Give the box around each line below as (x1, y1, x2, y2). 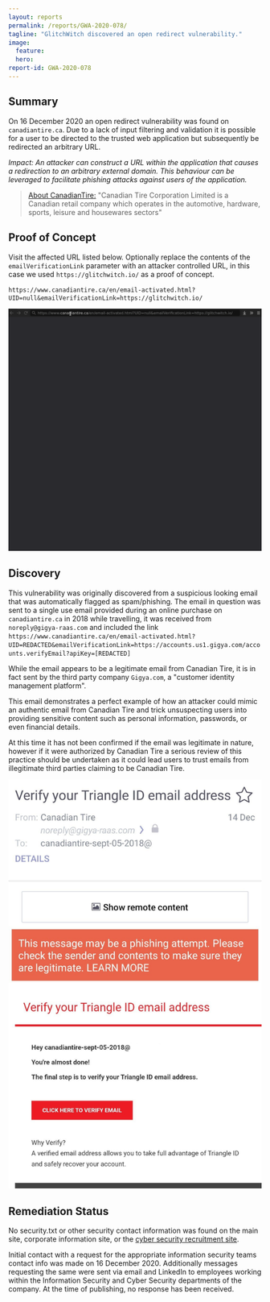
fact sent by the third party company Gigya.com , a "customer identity (8, 672, 235, 682)
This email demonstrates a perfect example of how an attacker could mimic (8, 696, 258, 706)
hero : (15, 56, 35, 64)
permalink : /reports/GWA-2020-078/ (8, 21, 128, 30)
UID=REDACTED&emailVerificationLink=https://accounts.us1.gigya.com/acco (8, 641, 261, 649)
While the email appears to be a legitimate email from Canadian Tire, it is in (8, 663, 256, 673)
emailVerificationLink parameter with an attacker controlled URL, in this (8, 260, 251, 270)
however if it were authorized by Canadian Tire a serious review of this (8, 746, 243, 756)
